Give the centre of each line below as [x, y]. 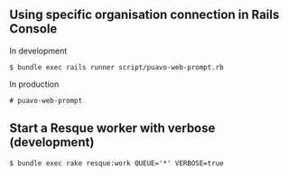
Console [33, 29]
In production [34, 84]
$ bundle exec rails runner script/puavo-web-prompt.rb [116, 67]
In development [38, 51]
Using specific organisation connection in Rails [144, 15]
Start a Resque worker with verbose [112, 129]
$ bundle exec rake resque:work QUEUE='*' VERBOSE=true [116, 163]
